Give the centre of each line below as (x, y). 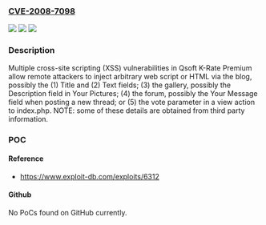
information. (28, 119)
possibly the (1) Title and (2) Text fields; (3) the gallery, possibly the (119, 85)
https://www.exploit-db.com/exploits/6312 (90, 176)
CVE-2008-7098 (42, 11)
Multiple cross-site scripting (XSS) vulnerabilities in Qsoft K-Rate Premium (130, 68)
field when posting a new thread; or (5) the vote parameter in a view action (131, 102)
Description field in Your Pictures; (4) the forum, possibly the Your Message (133, 93)
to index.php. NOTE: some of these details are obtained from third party (127, 110)
